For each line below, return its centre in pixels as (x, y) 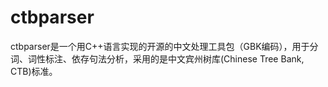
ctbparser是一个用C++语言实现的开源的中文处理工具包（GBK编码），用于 (160, 46)
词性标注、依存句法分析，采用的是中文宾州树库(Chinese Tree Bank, (166, 58)
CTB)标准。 (34, 71)
